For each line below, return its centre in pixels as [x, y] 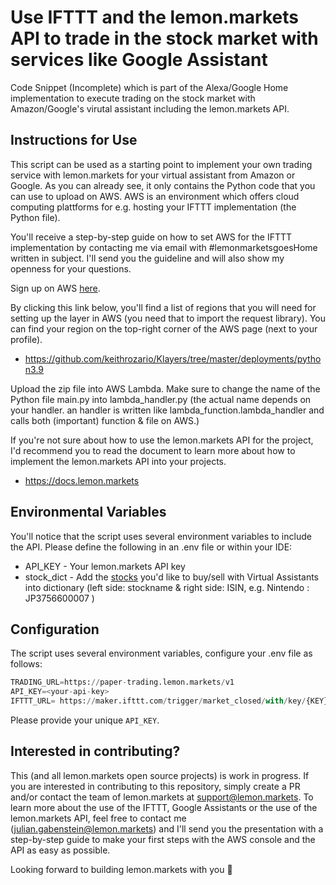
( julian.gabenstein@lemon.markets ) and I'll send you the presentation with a [167, 828]
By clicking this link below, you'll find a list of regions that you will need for [163, 307]
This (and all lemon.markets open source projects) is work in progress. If [160, 775]
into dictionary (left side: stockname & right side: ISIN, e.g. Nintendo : [167, 587]
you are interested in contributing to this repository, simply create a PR [155, 786]
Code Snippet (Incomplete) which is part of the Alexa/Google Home [149, 87]
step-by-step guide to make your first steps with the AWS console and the [163, 839]
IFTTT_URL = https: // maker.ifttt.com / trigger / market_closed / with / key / [158, 701]
